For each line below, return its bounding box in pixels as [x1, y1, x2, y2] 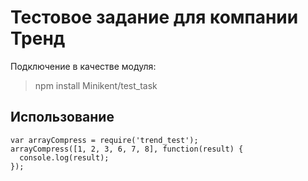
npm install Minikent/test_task [34, 79, 158, 91]
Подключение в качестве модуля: [10, 60, 157, 72]
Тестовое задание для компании [10, 6, 299, 29]
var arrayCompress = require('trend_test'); [10, 135, 199, 145]
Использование [10, 109, 115, 126]
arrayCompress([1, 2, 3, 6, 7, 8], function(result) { [10, 144, 244, 154]
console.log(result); [19, 152, 110, 163]
